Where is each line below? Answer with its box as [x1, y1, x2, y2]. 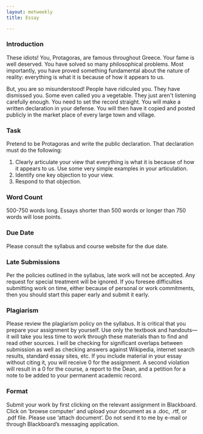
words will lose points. [6, 213, 62, 221]
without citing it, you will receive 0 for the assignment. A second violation [6, 359, 190, 366]
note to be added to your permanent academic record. [6, 372, 143, 379]
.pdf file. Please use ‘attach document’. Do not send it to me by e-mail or [6, 414, 187, 421]
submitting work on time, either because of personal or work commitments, [6, 284, 195, 291]
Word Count [6, 193, 43, 202]
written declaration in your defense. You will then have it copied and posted [6, 104, 196, 112]
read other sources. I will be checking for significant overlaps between [6, 340, 183, 347]
